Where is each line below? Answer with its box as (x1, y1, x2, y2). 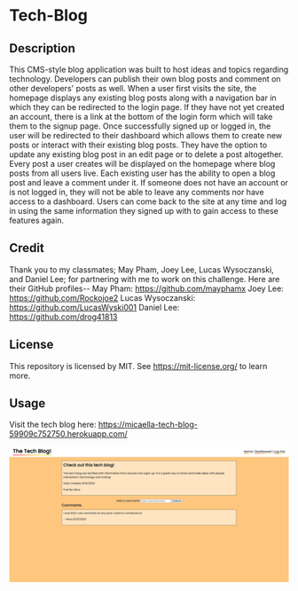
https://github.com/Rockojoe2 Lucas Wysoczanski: (9, 292, 196, 303)
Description (9, 41, 75, 56)
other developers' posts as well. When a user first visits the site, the (9, 83, 257, 93)
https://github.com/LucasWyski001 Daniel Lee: (9, 302, 180, 312)
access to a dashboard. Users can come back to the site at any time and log (9, 196, 287, 207)
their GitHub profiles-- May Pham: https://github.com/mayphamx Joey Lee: (9, 283, 284, 294)
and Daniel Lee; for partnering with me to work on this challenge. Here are (9, 273, 280, 284)
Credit (9, 240, 44, 256)
